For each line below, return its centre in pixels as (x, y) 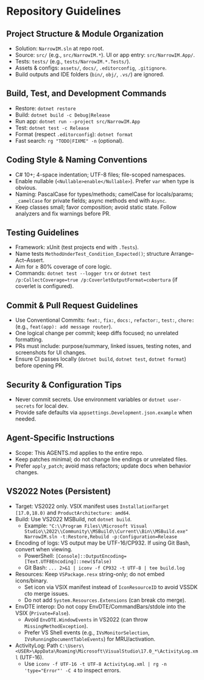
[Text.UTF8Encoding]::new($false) (68, 562)
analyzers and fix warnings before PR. (63, 213)
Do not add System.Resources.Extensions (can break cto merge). (105, 600)
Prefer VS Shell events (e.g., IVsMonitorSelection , (87, 632)
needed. (26, 419)
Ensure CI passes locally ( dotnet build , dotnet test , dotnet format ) (101, 359)
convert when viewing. (44, 549)
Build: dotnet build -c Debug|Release (63, 115)
